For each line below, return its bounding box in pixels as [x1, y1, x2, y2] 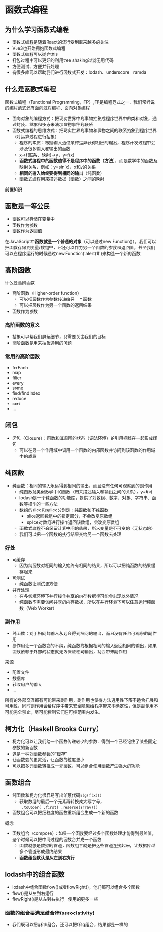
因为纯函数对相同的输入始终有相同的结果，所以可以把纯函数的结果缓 [19, 563, 156, 568]
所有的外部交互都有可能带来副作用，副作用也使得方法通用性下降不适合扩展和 [5, 697, 158, 703]
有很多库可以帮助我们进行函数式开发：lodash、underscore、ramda [12, 70, 147, 75]
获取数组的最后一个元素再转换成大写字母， [19, 798, 105, 804]
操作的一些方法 [28, 501, 58, 507]
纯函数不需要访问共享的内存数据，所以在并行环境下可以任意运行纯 [19, 599, 151, 605]
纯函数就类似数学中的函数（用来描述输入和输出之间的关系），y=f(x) [19, 489, 153, 494]
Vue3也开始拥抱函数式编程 [12, 45, 65, 51]
